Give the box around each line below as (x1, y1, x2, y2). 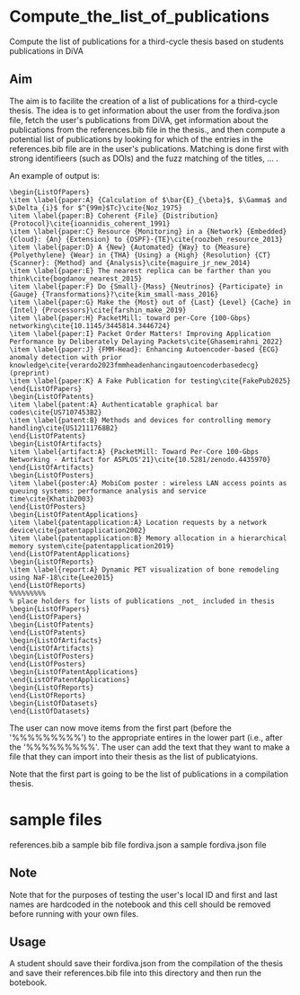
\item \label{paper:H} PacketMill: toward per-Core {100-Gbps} (9, 313, 251, 323)
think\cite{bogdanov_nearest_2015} (9, 274, 143, 283)
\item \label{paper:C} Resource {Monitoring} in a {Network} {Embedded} (9, 227, 287, 235)
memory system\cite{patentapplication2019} (9, 541, 175, 550)
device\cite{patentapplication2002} (9, 526, 146, 535)
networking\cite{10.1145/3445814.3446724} (9, 321, 171, 330)
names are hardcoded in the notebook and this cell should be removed (9, 899, 271, 910)
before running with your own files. (9, 908, 139, 919)
